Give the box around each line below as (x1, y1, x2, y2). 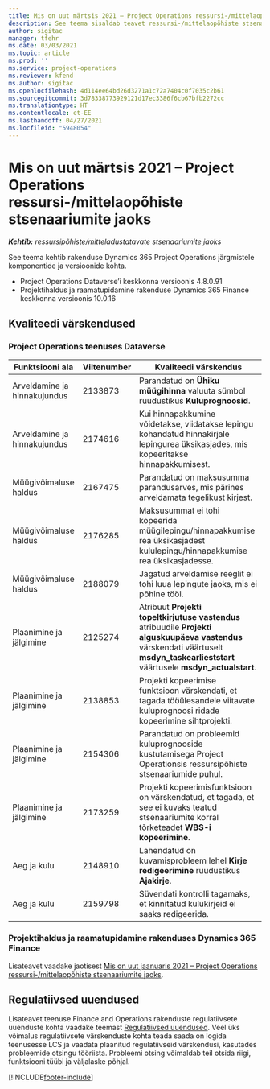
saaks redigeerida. (139, 909, 209, 920)
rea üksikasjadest (139, 535, 206, 547)
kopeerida (139, 515, 178, 526)
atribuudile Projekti (139, 621, 212, 633)
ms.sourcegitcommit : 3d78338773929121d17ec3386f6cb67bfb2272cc (8, 94, 225, 102)
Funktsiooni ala (13, 361, 74, 373)
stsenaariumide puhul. (139, 769, 223, 780)
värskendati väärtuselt (139, 641, 223, 653)
